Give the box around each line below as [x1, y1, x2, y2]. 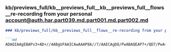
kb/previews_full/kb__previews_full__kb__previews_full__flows [5, 4, 164, 11]
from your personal [43, 10, 93, 17]
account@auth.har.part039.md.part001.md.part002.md [5, 17, 149, 24]
